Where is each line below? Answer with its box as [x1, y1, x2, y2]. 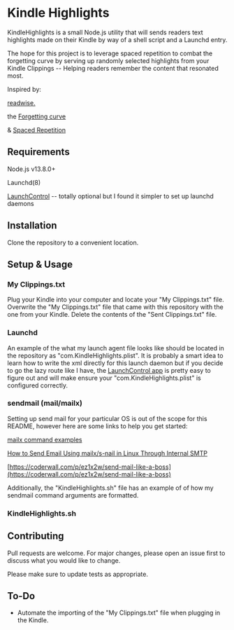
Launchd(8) [7, 178, 41, 186]
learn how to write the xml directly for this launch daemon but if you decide [7, 359, 224, 367]
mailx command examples [7, 435, 82, 444]
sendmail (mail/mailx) [7, 398, 82, 408]
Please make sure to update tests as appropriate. [7, 570, 149, 578]
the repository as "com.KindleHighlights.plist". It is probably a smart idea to [7, 351, 224, 359]
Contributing [7, 530, 64, 542]
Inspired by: [7, 85, 42, 93]
